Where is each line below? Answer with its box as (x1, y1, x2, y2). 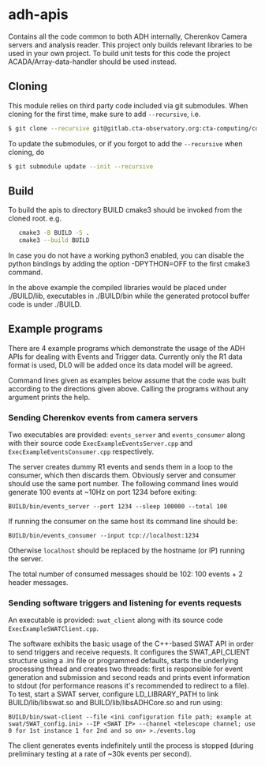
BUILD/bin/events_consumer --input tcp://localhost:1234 (8, 532, 200, 540)
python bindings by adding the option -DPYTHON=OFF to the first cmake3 (8, 259, 251, 269)
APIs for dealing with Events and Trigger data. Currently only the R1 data (8, 352, 243, 361)
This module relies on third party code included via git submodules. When (8, 100, 248, 110)
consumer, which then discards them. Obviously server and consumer (8, 470, 237, 480)
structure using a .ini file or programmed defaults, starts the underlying (8, 656, 239, 666)
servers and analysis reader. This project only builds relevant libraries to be (8, 40, 252, 49)
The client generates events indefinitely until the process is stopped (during (8, 741, 254, 750)
